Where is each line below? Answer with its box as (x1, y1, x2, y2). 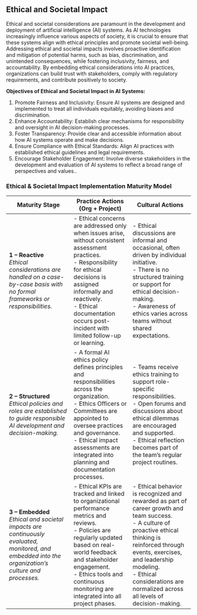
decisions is (73, 273, 107, 281)
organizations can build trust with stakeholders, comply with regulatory (6, 70, 178, 77)
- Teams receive (133, 363, 179, 371)
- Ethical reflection (133, 436, 185, 445)
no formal (9, 288, 36, 296)
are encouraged (133, 422, 177, 430)
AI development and (9, 422, 64, 430)
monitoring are (73, 585, 114, 593)
